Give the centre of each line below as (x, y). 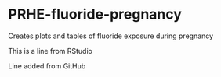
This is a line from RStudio (50, 51)
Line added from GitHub (47, 66)
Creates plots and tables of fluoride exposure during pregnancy (111, 36)
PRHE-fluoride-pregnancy (95, 14)
